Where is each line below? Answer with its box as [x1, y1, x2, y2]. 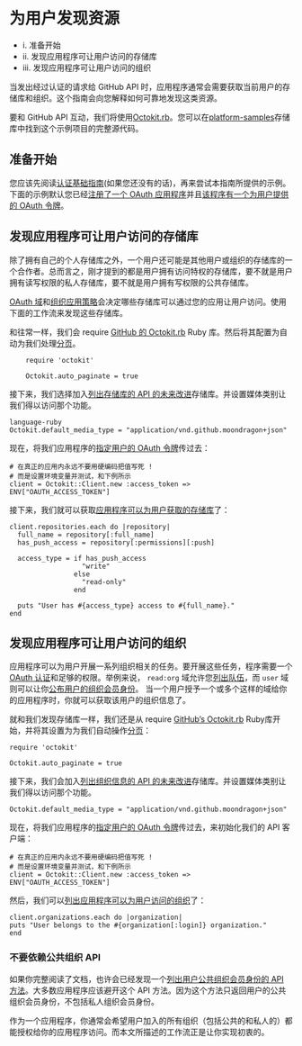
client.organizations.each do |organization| [9, 913, 182, 923]
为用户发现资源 [9, 8, 120, 29]
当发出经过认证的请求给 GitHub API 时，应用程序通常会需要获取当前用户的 [9, 81, 283, 92]
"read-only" [81, 577, 127, 586]
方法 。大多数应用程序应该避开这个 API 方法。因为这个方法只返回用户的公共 [9, 985, 287, 996]
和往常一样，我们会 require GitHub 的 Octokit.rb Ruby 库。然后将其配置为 [9, 326, 280, 338]
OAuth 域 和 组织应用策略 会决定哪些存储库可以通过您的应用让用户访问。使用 [9, 296, 287, 307]
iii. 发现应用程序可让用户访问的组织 [22, 62, 151, 73]
